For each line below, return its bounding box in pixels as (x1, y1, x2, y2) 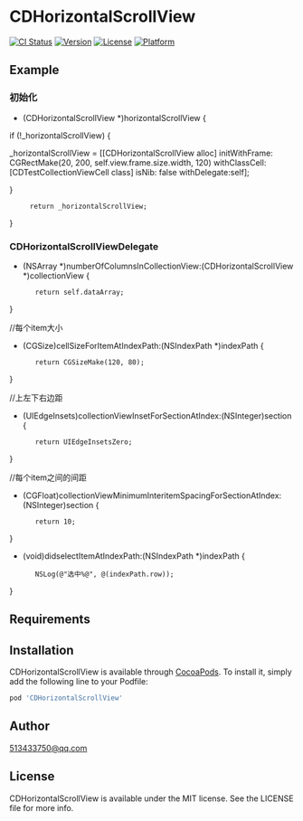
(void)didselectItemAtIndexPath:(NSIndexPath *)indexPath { (22, 550, 246, 561)
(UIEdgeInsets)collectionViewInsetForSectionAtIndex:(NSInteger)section (22, 410, 292, 421)
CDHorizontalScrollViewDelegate (9, 240, 159, 252)
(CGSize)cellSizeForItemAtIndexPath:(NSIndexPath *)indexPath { (22, 340, 264, 351)
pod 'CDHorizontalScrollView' (9, 694, 124, 703)
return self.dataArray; (34, 288, 125, 297)
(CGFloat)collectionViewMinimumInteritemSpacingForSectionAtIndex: (22, 490, 282, 501)
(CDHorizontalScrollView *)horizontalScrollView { (22, 112, 206, 123)
